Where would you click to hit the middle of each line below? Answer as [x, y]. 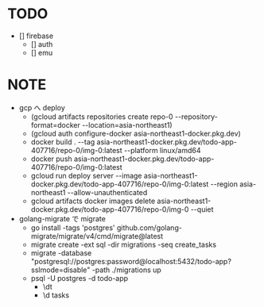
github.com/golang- [149, 228]
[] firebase [36, 36]
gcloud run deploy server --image [86, 175]
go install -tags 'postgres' [73, 228]
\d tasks [56, 295]
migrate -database [61, 253]
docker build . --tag [63, 142]
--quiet [202, 209]
